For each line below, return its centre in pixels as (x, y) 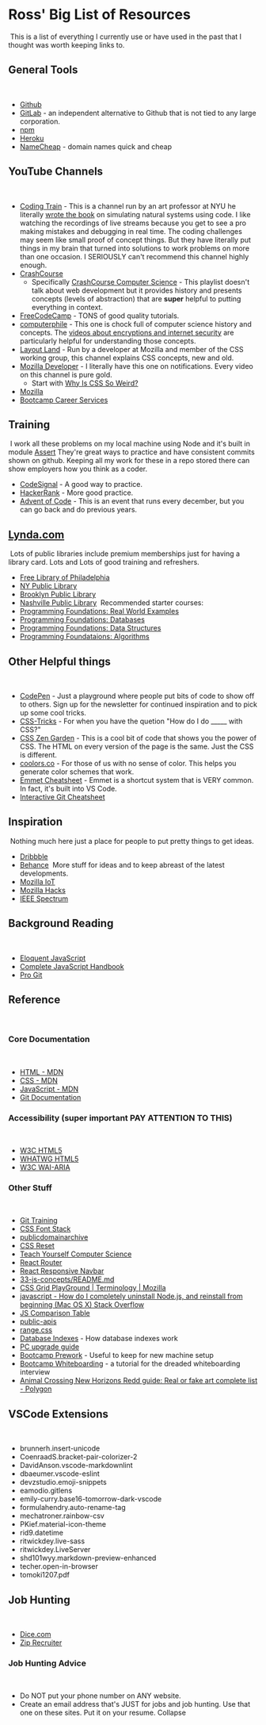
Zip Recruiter (41, 1643)
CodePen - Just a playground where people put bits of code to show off (137, 696)
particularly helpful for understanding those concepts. (108, 341)
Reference (34, 1000)
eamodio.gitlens (46, 1491)
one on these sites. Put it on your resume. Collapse (103, 1713)
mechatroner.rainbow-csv (62, 1516)
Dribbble (34, 856)
